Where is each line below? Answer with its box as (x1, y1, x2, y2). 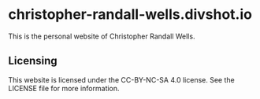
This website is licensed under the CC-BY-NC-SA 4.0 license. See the (8, 75, 235, 84)
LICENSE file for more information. (8, 83, 120, 93)
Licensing (8, 54, 58, 68)
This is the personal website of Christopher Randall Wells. (8, 31, 195, 41)
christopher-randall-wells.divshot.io (8, 5, 252, 24)
